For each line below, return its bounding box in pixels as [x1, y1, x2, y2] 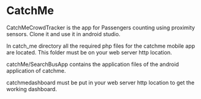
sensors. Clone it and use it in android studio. [6, 30, 121, 37]
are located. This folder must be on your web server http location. [6, 48, 172, 56]
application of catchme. [6, 67, 66, 74]
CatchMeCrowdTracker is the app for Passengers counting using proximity [6, 24, 195, 31]
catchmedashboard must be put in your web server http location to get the [6, 79, 195, 86]
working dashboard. [6, 85, 57, 92]
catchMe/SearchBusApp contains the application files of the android [6, 61, 180, 68]
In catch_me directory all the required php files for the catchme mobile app [6, 42, 195, 50]
